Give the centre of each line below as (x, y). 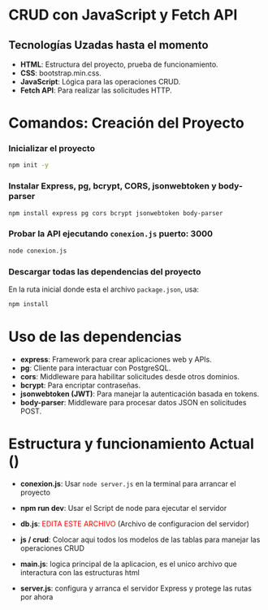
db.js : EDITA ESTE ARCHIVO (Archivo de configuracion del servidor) (135, 523)
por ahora (37, 597)
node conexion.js (38, 251)
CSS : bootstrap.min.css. (61, 73)
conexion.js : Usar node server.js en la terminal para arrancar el (128, 483)
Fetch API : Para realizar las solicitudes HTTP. (96, 90)
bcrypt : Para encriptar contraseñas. (80, 385)
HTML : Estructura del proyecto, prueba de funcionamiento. (119, 64)
